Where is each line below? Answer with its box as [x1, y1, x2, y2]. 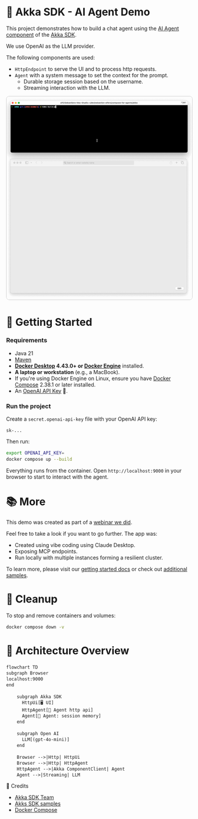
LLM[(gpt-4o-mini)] [21, 736, 70, 742]
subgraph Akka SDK [16, 693, 62, 700]
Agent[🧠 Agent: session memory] [21, 713, 101, 719]
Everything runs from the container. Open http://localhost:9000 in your [6, 467, 182, 474]
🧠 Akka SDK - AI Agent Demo [6, 5, 150, 19]
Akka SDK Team [14, 794, 54, 801]
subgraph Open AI [16, 730, 60, 736]
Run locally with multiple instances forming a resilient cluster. [14, 554, 163, 561]
